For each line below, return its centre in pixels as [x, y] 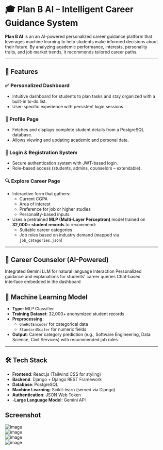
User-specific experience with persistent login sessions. [68, 106]
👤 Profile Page [22, 119]
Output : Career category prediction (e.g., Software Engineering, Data [81, 334]
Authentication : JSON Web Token [46, 395]
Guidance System [42, 23]
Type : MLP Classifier [33, 309]
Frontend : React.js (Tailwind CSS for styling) [57, 374]
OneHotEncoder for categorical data [54, 324]
